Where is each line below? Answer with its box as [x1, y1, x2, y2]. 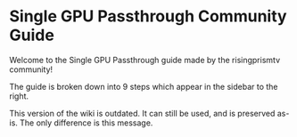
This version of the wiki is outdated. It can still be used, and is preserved [9, 108, 276, 118]
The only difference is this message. [19, 117, 153, 128]
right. [9, 91, 29, 101]
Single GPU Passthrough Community [9, 6, 287, 27]
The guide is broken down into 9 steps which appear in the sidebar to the [9, 81, 278, 92]
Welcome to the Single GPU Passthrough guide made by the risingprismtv [9, 54, 281, 65]
